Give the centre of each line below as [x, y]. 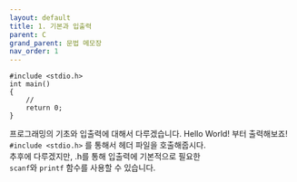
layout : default [40, 18]
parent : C [28, 34]
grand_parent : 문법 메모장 [56, 43]
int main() [30, 84]
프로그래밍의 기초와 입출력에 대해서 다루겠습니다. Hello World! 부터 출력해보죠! [148, 134]
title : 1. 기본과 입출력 [51, 26]
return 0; [45, 108]
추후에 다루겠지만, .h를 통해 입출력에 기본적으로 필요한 [105, 157]
